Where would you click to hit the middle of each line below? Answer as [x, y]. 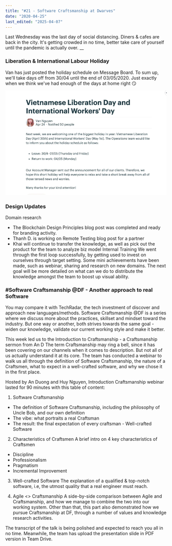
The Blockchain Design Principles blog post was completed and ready [87, 227]
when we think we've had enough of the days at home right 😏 [71, 83]
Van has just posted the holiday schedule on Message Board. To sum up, [82, 72]
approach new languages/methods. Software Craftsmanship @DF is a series [86, 313]
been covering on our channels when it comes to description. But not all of [84, 350]
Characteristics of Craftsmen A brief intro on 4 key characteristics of [85, 439]
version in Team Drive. [29, 539]
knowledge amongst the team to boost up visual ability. [71, 276]
